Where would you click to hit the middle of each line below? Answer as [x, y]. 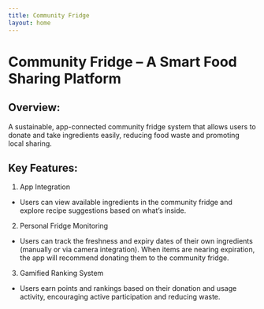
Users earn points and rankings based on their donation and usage [128, 289]
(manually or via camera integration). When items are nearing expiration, [137, 250]
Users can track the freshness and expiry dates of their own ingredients [136, 241]
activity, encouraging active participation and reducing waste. [120, 297]
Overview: [34, 108]
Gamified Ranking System [61, 274]
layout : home [30, 23]
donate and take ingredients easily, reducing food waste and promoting [124, 135]
